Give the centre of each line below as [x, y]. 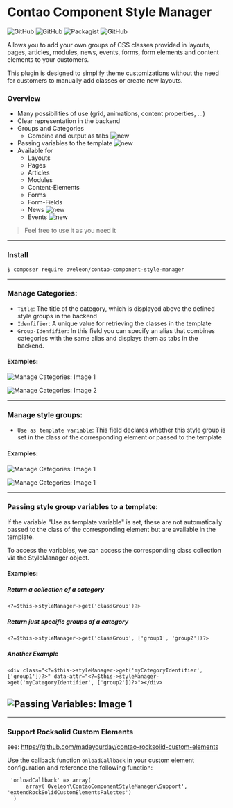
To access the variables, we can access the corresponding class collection [114, 550]
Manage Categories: [42, 293]
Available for [35, 151]
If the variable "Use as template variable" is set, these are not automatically [115, 522]
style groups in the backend [57, 316]
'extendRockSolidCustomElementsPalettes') [69, 793]
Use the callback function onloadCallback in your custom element [101, 760]
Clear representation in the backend [69, 121]
